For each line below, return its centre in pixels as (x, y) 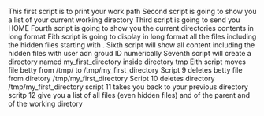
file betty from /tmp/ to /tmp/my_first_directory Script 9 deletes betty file (125, 70)
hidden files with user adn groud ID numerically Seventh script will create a (130, 53)
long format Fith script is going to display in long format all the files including (132, 36)
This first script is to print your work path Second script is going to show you (132, 11)
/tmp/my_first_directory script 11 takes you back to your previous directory (128, 87)
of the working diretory (45, 103)
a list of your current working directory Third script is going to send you (124, 20)
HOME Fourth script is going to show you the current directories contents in (131, 28)
